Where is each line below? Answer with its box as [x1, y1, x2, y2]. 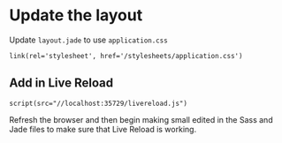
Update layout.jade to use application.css [9, 34, 168, 45]
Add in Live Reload [9, 76, 113, 91]
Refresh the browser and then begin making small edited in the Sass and [9, 114, 273, 124]
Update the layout [9, 5, 143, 26]
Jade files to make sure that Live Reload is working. [9, 124, 197, 134]
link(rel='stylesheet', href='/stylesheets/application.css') [9, 51, 243, 60]
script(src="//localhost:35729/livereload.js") [9, 99, 188, 108]
